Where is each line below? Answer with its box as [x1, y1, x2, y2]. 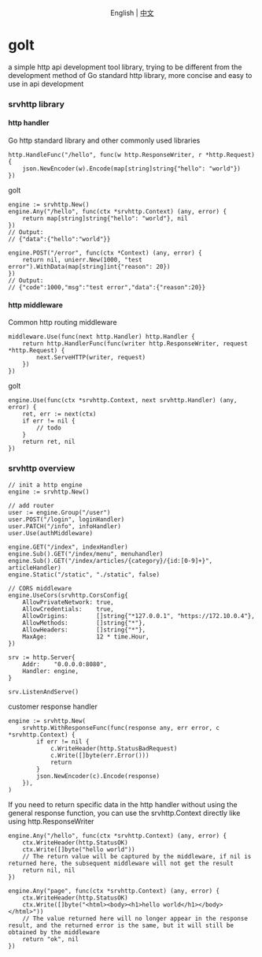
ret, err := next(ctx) [22, 410, 97, 419]
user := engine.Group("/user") [8, 508, 111, 516]
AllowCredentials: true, [22, 605, 114, 613]
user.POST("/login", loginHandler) [8, 516, 125, 523]
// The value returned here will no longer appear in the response [22, 914, 248, 922]
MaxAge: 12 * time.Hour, [22, 632, 149, 641]
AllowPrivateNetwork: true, [22, 598, 114, 606]
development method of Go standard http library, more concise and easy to [8, 70, 253, 80]
